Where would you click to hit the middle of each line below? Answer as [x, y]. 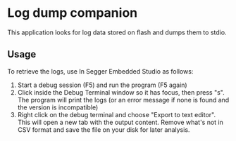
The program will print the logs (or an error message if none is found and [123, 100]
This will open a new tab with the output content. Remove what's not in [120, 122]
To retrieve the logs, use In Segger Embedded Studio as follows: [100, 71]
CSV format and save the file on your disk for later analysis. [104, 129]
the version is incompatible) [58, 107]
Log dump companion [73, 13]
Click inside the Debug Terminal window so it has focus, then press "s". [121, 92]
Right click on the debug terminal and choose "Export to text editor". [117, 114]
